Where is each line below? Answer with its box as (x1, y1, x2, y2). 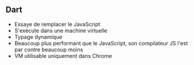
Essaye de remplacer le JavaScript (14, 20, 100, 27)
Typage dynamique (14, 33, 62, 41)
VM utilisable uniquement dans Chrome (14, 52, 112, 59)
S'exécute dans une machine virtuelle (14, 27, 108, 34)
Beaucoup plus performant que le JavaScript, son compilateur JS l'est (14, 39, 188, 47)
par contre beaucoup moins (14, 46, 83, 53)
